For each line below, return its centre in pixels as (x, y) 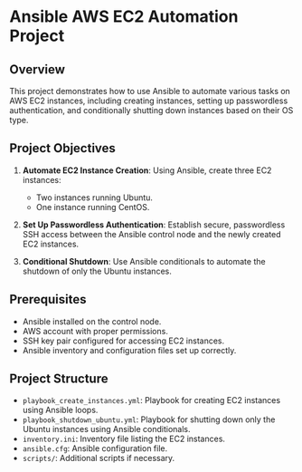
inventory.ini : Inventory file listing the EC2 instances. (124, 439)
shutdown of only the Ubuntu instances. (97, 271)
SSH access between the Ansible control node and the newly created (152, 234)
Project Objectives (62, 148)
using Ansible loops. (60, 410)
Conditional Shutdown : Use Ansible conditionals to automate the (144, 261)
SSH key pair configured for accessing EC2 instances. (123, 341)
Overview (38, 69)
